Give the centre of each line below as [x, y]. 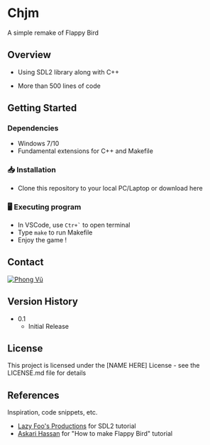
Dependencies [33, 128]
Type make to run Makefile [55, 232]
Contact [26, 263]
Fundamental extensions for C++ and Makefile [85, 151]
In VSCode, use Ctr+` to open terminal [74, 225]
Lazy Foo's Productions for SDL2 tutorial [77, 426]
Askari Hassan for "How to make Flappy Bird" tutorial [95, 434]
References [33, 395]
